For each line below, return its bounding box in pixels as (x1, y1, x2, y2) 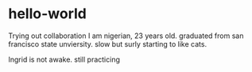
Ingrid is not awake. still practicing (8, 55, 121, 64)
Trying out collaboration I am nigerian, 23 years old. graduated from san (8, 31, 244, 40)
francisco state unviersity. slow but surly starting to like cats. (8, 39, 207, 48)
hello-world (8, 5, 87, 23)
